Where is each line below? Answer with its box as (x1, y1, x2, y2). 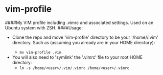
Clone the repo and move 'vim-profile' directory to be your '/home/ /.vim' (12, 34, 159, 40)
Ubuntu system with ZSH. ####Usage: (5, 25, 83, 30)
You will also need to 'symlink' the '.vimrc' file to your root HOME (12, 54, 143, 60)
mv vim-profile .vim (19, 50, 62, 55)
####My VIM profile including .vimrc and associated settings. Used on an (5, 20, 154, 25)
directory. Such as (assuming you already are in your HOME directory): (12, 39, 155, 45)
